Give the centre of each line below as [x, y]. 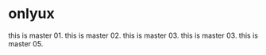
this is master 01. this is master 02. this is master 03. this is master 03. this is [133, 35]
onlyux [32, 14]
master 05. [26, 43]
